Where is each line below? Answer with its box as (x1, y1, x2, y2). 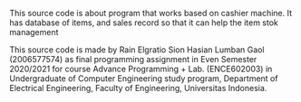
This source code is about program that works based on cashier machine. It (9, 8, 293, 18)
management (9, 27, 59, 37)
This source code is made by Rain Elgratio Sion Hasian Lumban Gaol (9, 44, 265, 55)
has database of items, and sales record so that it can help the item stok (9, 17, 278, 28)
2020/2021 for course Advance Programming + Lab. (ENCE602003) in (9, 63, 273, 74)
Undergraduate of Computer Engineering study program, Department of (9, 73, 278, 84)
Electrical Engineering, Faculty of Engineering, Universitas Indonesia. (9, 83, 267, 93)
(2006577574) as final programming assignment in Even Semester (9, 54, 257, 64)
